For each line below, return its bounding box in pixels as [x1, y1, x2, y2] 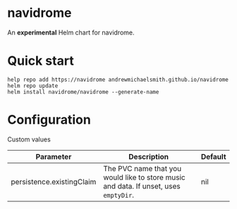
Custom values [7, 135, 51, 144]
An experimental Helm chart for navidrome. [7, 28, 135, 37]
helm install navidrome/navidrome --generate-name [7, 88, 159, 96]
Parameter [35, 151, 72, 161]
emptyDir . [103, 190, 135, 200]
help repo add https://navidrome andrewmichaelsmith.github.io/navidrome [7, 76, 229, 83]
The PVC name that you [103, 163, 182, 173]
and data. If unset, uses [103, 181, 181, 191]
